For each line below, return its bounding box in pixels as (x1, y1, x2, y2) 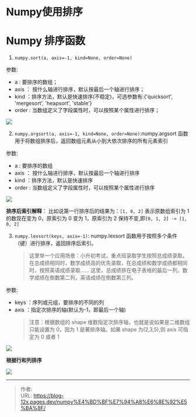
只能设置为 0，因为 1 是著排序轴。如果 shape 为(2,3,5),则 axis (29, 326, 177, 333)
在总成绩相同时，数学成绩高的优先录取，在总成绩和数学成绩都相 (29, 260, 183, 267)
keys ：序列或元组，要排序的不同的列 (14, 299, 104, 306)
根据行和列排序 (6, 357, 42, 364)
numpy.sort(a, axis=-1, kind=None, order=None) (14, 55, 132, 61)
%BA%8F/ (20, 405, 46, 412)
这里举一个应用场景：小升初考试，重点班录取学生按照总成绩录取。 (29, 252, 188, 259)
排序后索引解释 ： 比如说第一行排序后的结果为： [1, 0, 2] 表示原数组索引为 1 (6, 208, 190, 215)
